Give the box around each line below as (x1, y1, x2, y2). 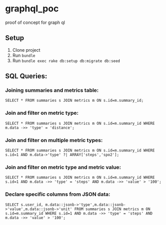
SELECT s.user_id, (5, 202, 43, 207)
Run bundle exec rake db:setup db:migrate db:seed (12, 58, 121, 64)
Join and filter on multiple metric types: (5, 137, 103, 144)
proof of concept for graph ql (5, 19, 65, 25)
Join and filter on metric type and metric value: (5, 163, 121, 170)
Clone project (12, 47, 41, 53)
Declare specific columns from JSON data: (5, 191, 111, 198)
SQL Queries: (5, 72, 47, 80)
